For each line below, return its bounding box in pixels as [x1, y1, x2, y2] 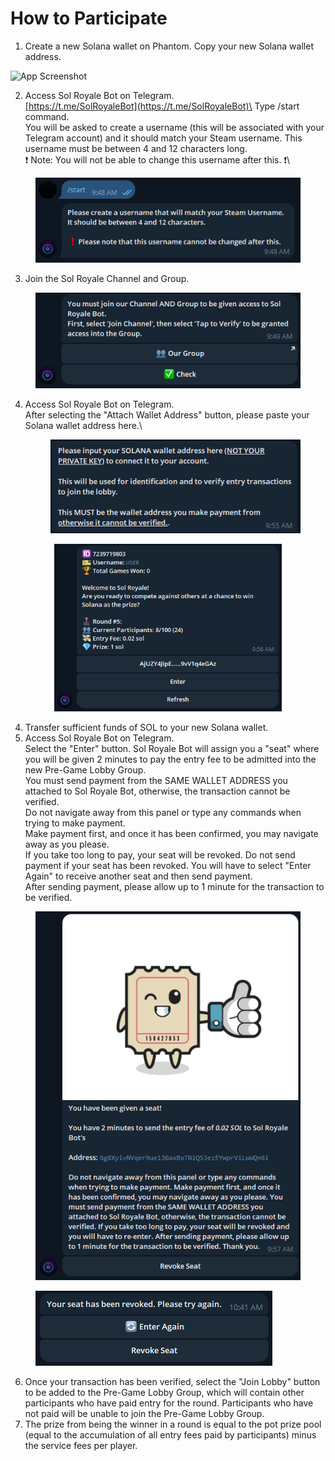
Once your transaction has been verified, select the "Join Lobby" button [24, 1376, 321, 1388]
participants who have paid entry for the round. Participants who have [24, 1397, 314, 1409]
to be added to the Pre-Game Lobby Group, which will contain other [24, 1387, 305, 1399]
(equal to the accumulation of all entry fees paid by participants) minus [24, 1429, 317, 1441]
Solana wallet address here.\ [24, 420, 143, 432]
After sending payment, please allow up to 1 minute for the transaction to [24, 881, 325, 893]
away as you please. [24, 838, 110, 851]
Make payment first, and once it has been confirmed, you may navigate [24, 828, 319, 840]
